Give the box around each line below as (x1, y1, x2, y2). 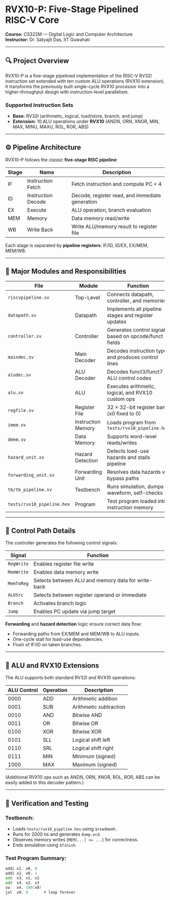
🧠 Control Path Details (5, 527, 76, 535)
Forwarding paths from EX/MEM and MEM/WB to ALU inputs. (12, 631, 141, 637)
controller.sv (8, 333, 42, 339)
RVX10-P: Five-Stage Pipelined (5, 4, 139, 15)
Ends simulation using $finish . (12, 842, 77, 848)
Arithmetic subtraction (72, 704, 125, 711)
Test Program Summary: (5, 854, 67, 861)
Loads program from (107, 419, 156, 426)
